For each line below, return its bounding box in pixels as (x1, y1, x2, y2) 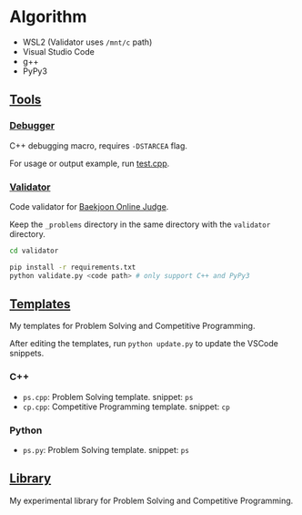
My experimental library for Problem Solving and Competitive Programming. (9, 495, 294, 506)
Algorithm (9, 6, 87, 27)
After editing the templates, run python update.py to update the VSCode (9, 338, 279, 349)
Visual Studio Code (22, 46, 96, 57)
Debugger (9, 119, 55, 132)
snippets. (9, 348, 45, 359)
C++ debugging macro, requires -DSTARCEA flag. (9, 139, 188, 151)
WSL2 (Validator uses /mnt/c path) (22, 36, 153, 47)
